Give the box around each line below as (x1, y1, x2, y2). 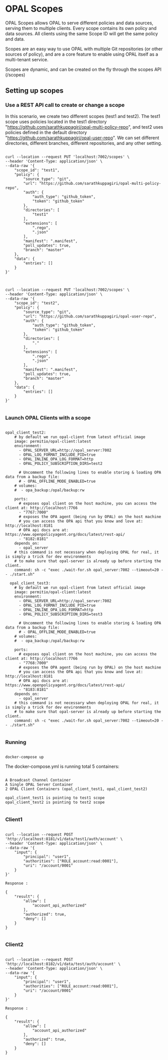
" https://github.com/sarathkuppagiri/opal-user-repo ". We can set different (5, 135, 159, 141)
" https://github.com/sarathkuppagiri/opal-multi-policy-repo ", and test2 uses (5, 124, 163, 130)
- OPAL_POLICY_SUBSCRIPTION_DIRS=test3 (18, 611, 102, 617)
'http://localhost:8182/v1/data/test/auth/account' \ (5, 961, 121, 966)
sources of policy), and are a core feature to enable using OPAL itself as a (5, 51, 158, 57)
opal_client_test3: (10, 580, 51, 585)
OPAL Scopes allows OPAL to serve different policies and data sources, (5, 20, 154, 26)
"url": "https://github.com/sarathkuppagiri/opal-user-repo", (23, 313, 157, 319)
